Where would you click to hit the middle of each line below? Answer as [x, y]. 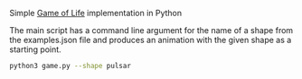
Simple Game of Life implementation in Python [96, 13]
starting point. [35, 49]
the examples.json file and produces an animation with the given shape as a [151, 40]
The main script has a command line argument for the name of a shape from [151, 30]
